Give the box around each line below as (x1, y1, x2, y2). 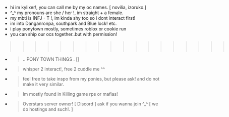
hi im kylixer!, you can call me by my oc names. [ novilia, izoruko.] (10, 5, 146, 10)
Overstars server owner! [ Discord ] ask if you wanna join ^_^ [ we (22, 101, 158, 107)
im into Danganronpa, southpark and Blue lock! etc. (10, 20, 117, 26)
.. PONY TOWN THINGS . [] (22, 56, 80, 62)
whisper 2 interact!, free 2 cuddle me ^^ (22, 66, 105, 72)
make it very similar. (22, 81, 65, 87)
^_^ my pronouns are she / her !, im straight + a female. (10, 10, 124, 16)
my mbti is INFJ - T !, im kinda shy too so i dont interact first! (10, 15, 136, 21)
